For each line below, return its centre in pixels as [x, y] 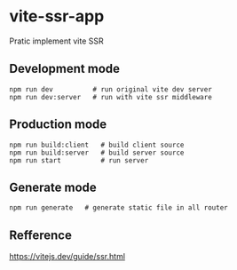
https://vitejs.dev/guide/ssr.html [67, 257]
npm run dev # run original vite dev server [111, 89]
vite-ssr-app [57, 16]
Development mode [65, 69]
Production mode [58, 125]
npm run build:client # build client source [97, 145]
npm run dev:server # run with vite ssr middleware [111, 97]
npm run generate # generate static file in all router [118, 208]
